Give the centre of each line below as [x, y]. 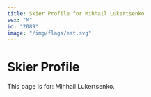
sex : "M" [20, 20]
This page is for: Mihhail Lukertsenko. [61, 87]
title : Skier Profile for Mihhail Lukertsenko [76, 14]
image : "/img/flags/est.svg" [49, 33]
